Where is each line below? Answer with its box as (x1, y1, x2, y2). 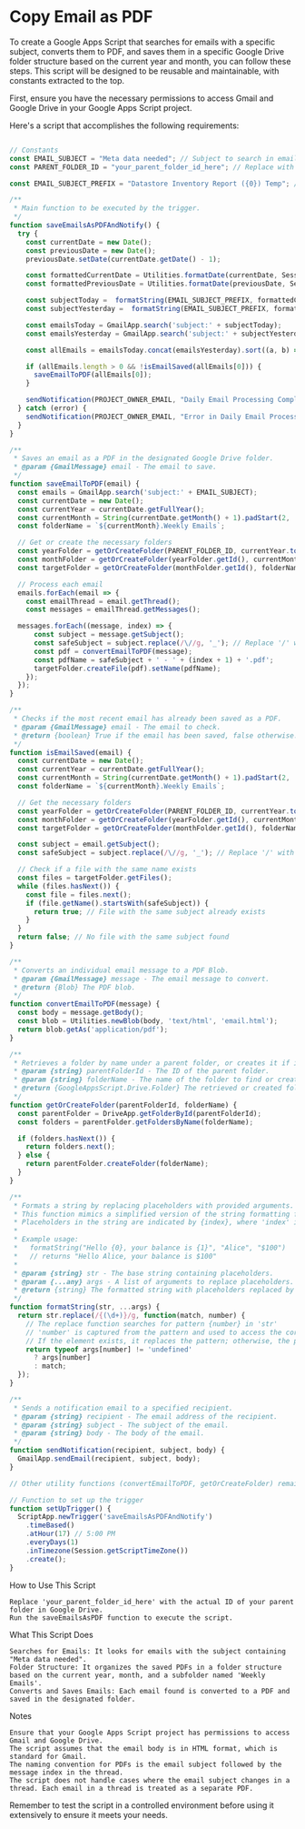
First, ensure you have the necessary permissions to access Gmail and (9, 93, 274, 104)
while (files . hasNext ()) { (17, 881, 120, 890)
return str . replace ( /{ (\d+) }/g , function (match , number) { (17, 1311, 246, 1321)
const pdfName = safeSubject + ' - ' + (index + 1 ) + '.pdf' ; (33, 655, 274, 665)
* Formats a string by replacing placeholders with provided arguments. (13, 1201, 295, 1211)
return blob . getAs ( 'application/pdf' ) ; (17, 1025, 169, 1034)
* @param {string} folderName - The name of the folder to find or (13, 1075, 274, 1084)
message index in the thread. (9, 1767, 124, 1777)
